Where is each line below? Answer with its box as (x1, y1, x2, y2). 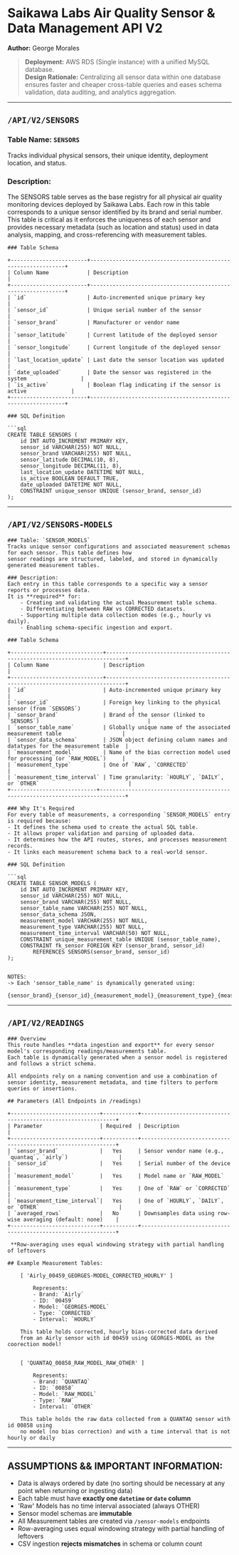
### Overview (7, 1035, 46, 1042)
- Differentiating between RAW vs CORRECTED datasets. (20, 605, 186, 612)
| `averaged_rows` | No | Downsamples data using (7, 1209, 215, 1216)
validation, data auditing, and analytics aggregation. (24, 88, 176, 96)
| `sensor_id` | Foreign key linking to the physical (7, 698, 221, 706)
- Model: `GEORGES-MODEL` (33, 1303, 110, 1311)
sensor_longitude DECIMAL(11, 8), (20, 462, 122, 470)
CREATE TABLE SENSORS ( (7, 431, 78, 438)
